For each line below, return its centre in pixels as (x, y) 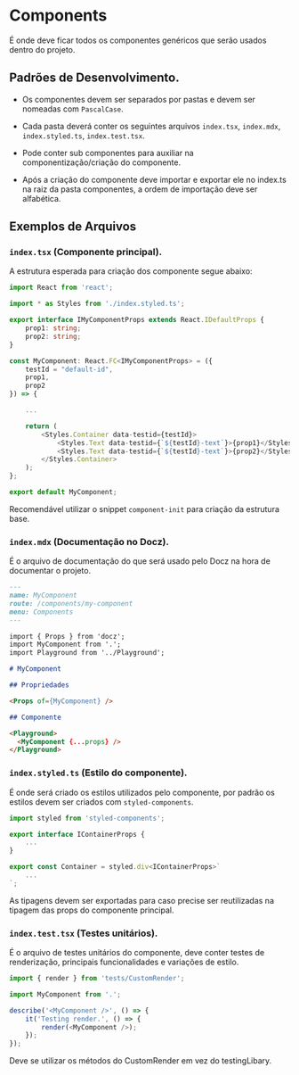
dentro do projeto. (42, 49)
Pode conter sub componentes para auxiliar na (108, 153)
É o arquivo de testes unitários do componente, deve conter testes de (137, 953)
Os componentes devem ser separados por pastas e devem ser (139, 99)
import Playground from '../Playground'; (87, 653)
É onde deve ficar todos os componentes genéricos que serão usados (138, 40)
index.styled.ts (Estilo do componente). (98, 773)
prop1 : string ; (53, 328)
